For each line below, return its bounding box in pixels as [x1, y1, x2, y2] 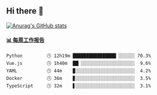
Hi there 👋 [6, 6, 44, 16]
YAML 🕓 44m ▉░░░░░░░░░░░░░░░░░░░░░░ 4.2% [6, 68, 152, 74]
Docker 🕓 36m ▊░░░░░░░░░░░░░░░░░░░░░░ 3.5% [6, 76, 152, 82]
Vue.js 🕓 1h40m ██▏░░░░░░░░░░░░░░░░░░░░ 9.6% [6, 61, 152, 67]
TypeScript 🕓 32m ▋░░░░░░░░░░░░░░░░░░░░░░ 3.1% [6, 83, 152, 89]
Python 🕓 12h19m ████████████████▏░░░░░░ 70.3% [6, 53, 152, 59]
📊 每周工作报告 [6, 37, 45, 44]
